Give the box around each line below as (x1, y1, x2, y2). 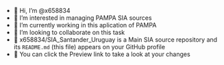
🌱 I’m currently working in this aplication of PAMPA (13, 21, 157, 29)
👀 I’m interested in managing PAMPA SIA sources (13, 14, 152, 22)
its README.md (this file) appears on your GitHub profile (13, 43, 166, 51)
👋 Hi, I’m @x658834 (13, 7, 71, 14)
